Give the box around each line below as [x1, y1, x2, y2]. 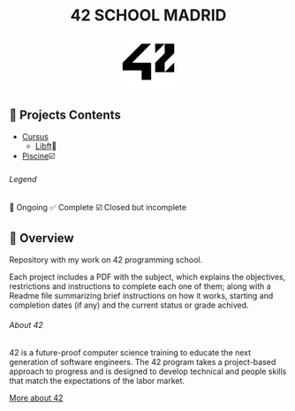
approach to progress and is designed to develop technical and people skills [9, 366, 287, 377]
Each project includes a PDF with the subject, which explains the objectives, [9, 271, 286, 282]
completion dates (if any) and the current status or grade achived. [9, 300, 249, 310]
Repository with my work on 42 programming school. [9, 254, 203, 265]
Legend [9, 174, 37, 185]
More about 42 [9, 392, 64, 403]
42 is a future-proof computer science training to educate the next [9, 346, 252, 358]
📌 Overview [9, 231, 74, 246]
